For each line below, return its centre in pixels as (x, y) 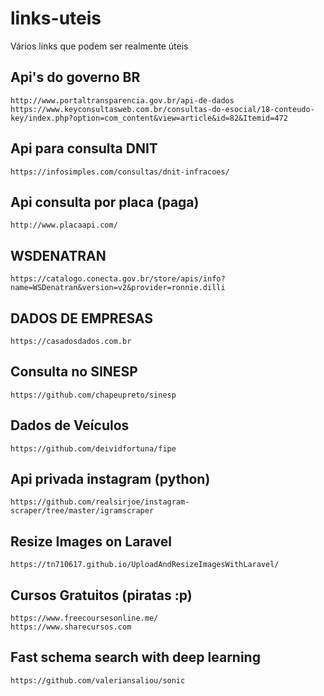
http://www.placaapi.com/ (64, 225)
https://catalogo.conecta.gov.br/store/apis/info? (118, 279)
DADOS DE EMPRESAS (81, 318)
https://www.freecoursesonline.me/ (84, 618)
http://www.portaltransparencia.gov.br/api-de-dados (122, 100)
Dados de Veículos (70, 425)
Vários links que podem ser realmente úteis (99, 46)
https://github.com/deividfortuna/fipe (93, 448)
